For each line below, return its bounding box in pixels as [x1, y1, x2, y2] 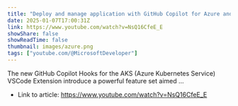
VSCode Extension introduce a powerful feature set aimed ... [7, 76, 184, 85]
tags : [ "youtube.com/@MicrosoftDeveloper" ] [7, 50, 138, 57]
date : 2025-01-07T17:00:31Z [7, 17, 91, 24]
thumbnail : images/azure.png [7, 43, 93, 50]
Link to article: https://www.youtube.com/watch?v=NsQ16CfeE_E [17, 90, 208, 99]
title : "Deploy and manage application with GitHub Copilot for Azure [7, 10, 220, 18]
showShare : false [7, 30, 59, 37]
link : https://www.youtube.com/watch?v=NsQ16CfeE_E [7, 23, 163, 30]
